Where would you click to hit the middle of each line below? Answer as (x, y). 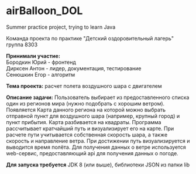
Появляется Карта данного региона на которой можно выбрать (86, 110)
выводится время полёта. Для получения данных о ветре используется (96, 147)
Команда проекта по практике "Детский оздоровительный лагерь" (90, 38)
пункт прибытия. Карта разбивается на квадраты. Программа (84, 122)
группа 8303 (22, 45)
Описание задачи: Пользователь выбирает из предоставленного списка (98, 97)
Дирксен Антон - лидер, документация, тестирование (74, 68)
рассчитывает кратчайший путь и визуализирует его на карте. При (90, 128)
